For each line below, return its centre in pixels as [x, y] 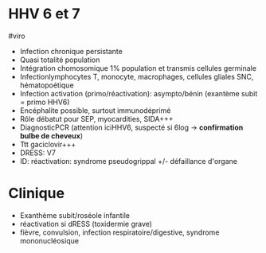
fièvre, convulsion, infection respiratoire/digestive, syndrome [119, 232]
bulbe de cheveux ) [51, 135]
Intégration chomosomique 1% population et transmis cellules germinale [138, 68]
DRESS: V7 [37, 153]
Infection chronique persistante [71, 51]
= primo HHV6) [45, 102]
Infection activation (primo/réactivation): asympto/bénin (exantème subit [139, 93]
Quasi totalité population [60, 60]
